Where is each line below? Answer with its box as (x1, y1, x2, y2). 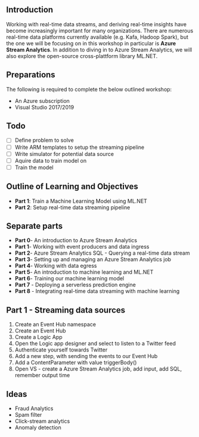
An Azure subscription (14, 97, 70, 104)
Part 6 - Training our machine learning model (14, 275, 125, 282)
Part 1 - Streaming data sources (6, 305, 126, 315)
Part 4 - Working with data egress (14, 262, 97, 270)
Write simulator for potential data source (14, 150, 114, 157)
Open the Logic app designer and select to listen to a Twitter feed (14, 340, 176, 347)
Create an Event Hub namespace (14, 321, 97, 328)
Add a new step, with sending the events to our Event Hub (14, 353, 158, 360)
